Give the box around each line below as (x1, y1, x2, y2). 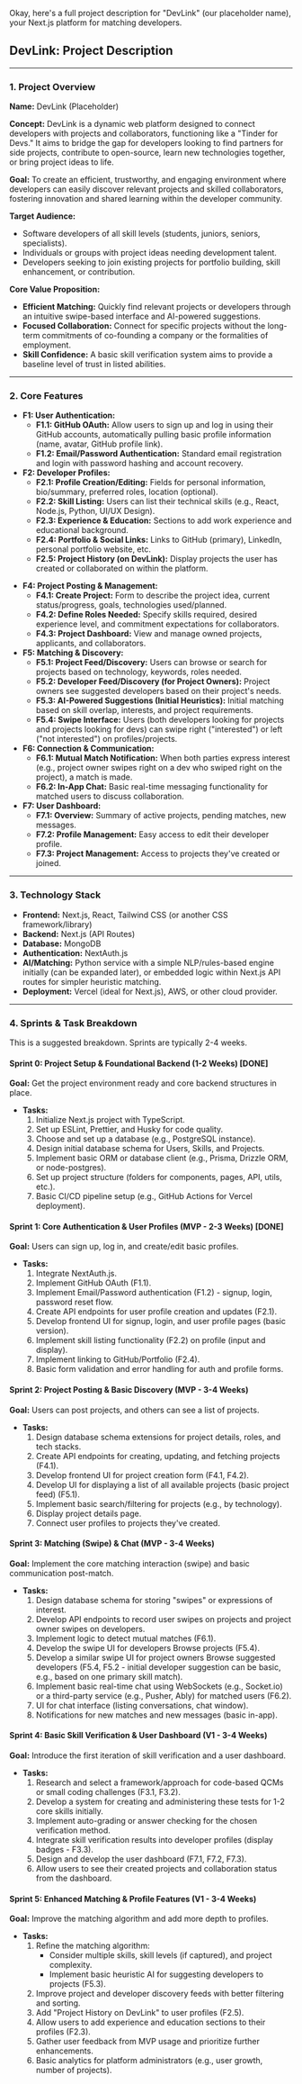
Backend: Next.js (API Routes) (22, 928, 136, 939)
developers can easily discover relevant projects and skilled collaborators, (9, 184, 284, 194)
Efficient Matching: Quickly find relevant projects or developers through (22, 302, 291, 312)
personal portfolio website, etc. (35, 544, 151, 555)
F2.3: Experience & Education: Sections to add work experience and (35, 515, 292, 526)
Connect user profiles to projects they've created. (35, 1517, 220, 1529)
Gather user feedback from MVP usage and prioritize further (35, 2036, 261, 2047)
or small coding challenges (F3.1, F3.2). (35, 1787, 182, 1798)
